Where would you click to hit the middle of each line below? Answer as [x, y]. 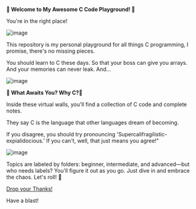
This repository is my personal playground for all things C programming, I [97, 45]
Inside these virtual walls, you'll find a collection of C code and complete [97, 104]
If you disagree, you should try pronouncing [61, 134]
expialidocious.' [26, 141]
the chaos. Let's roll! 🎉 [34, 177]
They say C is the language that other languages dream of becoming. [93, 122]
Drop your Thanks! [30, 189]
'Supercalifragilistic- [142, 134]
